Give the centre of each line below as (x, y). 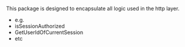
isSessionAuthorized (39, 26)
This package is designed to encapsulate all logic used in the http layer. (93, 9)
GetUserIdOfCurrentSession (49, 32)
